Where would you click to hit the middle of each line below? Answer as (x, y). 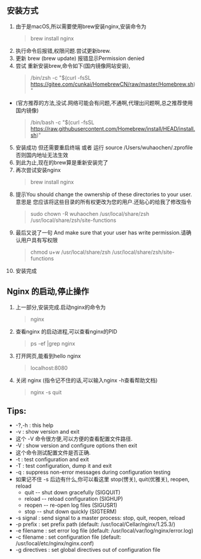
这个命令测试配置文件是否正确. (53, 453)
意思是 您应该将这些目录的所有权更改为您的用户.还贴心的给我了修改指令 (103, 202)
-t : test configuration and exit (52, 459)
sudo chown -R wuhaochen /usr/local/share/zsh (90, 214)
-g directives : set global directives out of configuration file (88, 550)
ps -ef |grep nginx (53, 343)
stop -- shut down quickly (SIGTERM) (71, 512)
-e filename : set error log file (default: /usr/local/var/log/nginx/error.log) (104, 531)
